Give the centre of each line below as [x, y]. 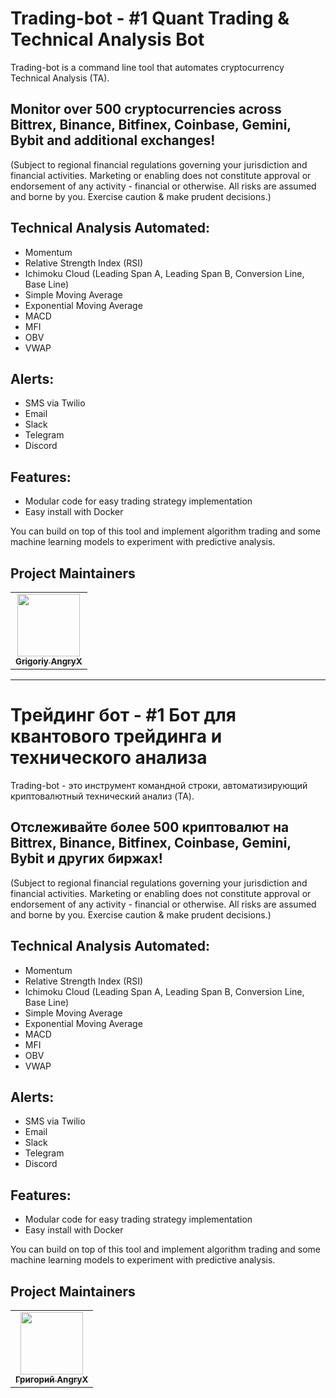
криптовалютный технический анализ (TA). [102, 796]
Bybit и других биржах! [86, 858]
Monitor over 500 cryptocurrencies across [146, 109]
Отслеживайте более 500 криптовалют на [150, 827]
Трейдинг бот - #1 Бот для [123, 715]
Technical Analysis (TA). [60, 78]
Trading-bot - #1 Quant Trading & [150, 18]
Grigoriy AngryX [49, 661]
